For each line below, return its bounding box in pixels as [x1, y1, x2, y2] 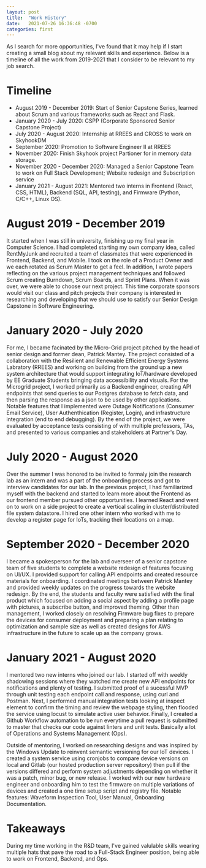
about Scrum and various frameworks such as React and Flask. [15, 111, 175, 118]
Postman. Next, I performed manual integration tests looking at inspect [6, 697, 185, 704]
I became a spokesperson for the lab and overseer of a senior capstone [6, 557, 188, 565]
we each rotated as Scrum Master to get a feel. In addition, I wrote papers [6, 263, 193, 270]
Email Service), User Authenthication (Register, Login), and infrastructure [6, 409, 191, 417]
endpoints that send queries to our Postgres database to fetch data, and [6, 390, 189, 397]
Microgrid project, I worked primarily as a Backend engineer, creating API [6, 383, 191, 390]
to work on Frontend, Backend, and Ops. [6, 855, 109, 862]
